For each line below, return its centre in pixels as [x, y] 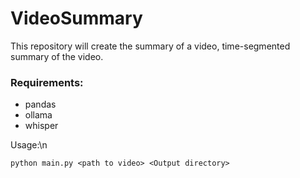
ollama [38, 115]
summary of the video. [57, 56]
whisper [41, 126]
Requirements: [47, 82]
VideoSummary [76, 18]
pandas [40, 104]
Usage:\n [29, 145]
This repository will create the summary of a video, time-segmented [150, 46]
